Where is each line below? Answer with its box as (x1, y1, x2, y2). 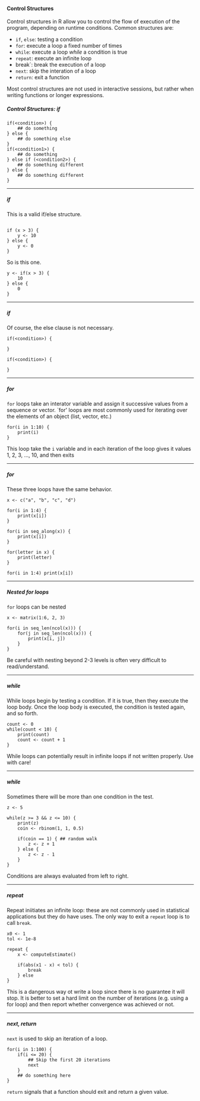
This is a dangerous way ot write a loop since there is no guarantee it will (7, 988, 185, 995)
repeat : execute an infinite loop (15, 55, 92, 62)
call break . (7, 919, 32, 926)
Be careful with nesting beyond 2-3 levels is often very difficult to (7, 657, 167, 664)
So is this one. (7, 259, 42, 266)
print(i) (17, 429, 39, 436)
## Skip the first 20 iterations (28, 1057, 111, 1063)
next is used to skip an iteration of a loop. (7, 1035, 108, 1042)
